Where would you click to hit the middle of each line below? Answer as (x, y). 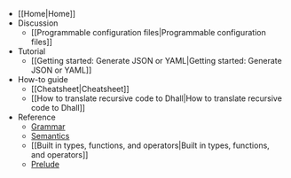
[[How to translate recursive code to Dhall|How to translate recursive (156, 98)
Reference (36, 117)
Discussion (38, 23)
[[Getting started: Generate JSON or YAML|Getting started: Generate (156, 61)
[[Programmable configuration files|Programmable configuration (148, 32)
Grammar (48, 127)
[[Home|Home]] (47, 14)
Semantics (50, 136)
